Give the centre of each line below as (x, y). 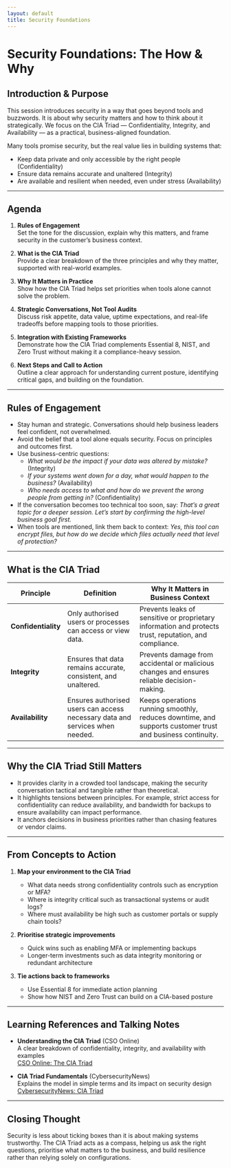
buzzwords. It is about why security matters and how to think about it (105, 118)
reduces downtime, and (178, 717)
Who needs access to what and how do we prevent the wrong (115, 490)
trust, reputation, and (174, 635)
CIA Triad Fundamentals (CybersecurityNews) (84, 1077)
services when (91, 726)
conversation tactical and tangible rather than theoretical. (98, 790)
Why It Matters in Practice (55, 281)
